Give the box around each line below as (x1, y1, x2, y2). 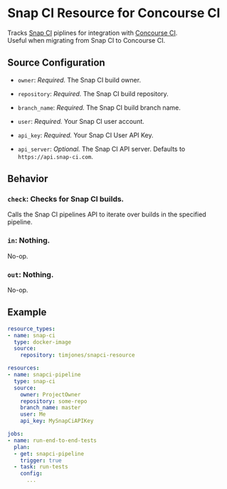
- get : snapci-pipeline (14, 450, 84, 457)
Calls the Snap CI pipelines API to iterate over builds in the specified (7, 210, 206, 219)
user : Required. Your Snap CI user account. (17, 117, 144, 125)
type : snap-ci (14, 377, 56, 385)
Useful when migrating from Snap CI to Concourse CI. (7, 36, 166, 44)
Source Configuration (7, 57, 105, 69)
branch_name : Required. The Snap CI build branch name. (17, 103, 181, 112)
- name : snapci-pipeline (7, 372, 81, 379)
